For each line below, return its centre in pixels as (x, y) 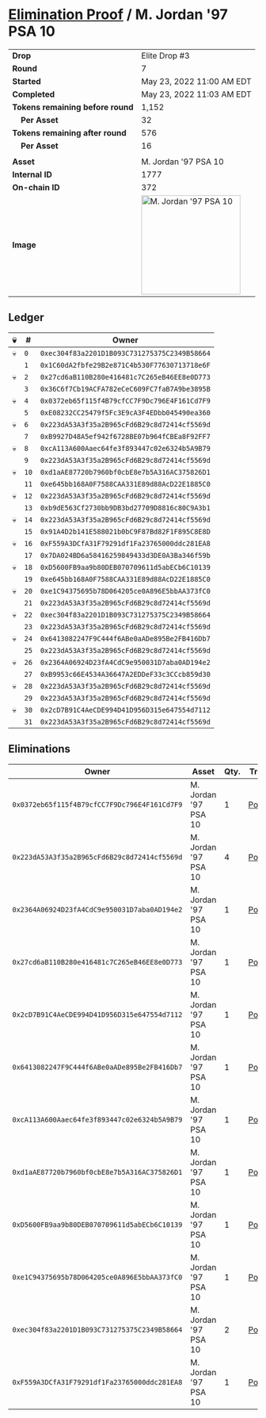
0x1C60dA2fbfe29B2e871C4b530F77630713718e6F (125, 365)
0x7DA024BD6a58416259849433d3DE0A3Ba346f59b (125, 555)
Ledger (26, 317)
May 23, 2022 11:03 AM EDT (196, 94)
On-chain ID (36, 187)
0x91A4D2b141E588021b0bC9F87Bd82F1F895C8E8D (125, 531)
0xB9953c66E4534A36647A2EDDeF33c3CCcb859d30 (125, 674)
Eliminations (40, 749)
